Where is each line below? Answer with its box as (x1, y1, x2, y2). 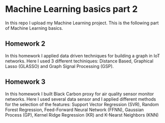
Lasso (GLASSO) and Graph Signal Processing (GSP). (5, 63, 114, 69)
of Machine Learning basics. (5, 25, 63, 31)
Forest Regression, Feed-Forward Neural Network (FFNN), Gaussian (5, 107, 144, 113)
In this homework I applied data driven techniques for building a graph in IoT (5, 53, 161, 59)
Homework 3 (5, 78, 45, 86)
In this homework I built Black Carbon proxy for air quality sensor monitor (5, 91, 154, 97)
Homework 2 (5, 40, 45, 48)
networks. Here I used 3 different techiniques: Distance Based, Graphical (5, 58, 154, 64)
